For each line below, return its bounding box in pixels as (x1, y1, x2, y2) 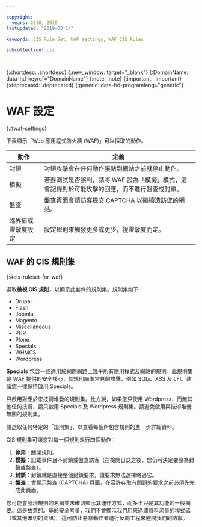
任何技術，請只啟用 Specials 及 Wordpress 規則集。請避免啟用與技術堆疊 (11, 402, 192, 410)
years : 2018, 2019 (11, 19, 58, 26)
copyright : (6, 14, 34, 20)
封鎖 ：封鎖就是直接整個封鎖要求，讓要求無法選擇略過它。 (14, 471, 158, 478)
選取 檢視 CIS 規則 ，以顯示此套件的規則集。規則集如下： (6, 285, 144, 292)
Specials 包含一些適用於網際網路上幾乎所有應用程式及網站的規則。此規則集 (6, 368, 194, 375)
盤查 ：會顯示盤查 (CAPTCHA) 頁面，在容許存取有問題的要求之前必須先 (14, 479, 190, 486)
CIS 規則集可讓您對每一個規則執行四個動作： (6, 436, 117, 443)
